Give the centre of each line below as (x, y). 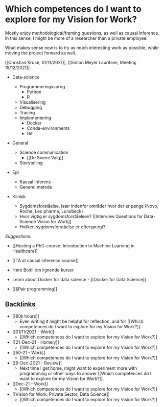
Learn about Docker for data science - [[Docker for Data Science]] (79, 279)
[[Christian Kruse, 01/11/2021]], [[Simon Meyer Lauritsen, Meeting (71, 62)
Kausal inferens (35, 182)
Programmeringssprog (42, 86)
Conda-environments (48, 128)
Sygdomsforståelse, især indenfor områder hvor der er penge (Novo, (89, 206)
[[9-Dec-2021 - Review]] (37, 363)
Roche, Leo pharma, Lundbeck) (51, 211)
